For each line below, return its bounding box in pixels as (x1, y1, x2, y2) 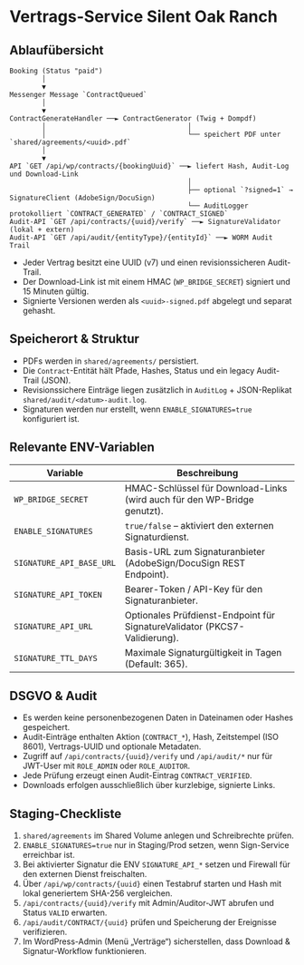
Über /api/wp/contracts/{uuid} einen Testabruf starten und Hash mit (22, 878, 282, 890)
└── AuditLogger (187, 201, 249, 210)
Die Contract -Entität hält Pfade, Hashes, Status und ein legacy (22, 365, 255, 375)
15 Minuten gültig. (22, 286, 90, 297)
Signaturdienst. (125, 531, 190, 543)
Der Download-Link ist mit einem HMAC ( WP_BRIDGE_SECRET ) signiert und (22, 277, 291, 287)
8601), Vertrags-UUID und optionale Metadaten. (22, 741, 202, 752)
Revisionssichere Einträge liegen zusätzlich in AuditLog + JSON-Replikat (22, 384, 292, 395)
